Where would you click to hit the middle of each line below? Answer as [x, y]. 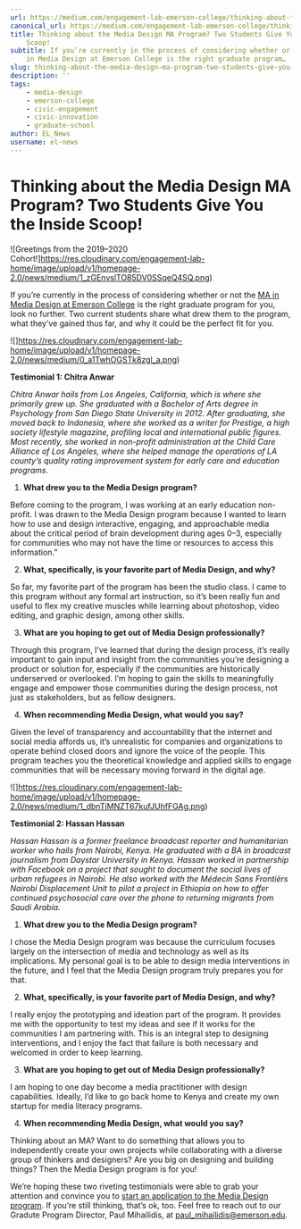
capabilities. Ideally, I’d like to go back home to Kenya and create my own [145, 1096]
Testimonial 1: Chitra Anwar [63, 377]
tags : [20, 84]
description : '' [40, 76]
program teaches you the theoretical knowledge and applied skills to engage [151, 760]
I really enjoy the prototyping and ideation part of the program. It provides [146, 1014]
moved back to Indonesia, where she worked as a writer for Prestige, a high [150, 422]
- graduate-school [60, 126]
